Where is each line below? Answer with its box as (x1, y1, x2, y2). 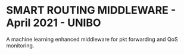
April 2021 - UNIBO (6, 16, 101, 30)
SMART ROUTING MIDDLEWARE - (6, 4, 176, 17)
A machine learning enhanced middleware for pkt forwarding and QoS (6, 35, 178, 43)
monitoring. (6, 42, 35, 49)
